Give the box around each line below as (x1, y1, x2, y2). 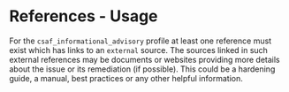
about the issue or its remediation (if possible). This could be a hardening (9, 64, 276, 74)
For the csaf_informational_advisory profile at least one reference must (9, 35, 272, 46)
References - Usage (9, 6, 158, 27)
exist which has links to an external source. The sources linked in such (9, 44, 268, 55)
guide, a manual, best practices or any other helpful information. (9, 73, 243, 83)
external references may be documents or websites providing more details (9, 54, 280, 65)
